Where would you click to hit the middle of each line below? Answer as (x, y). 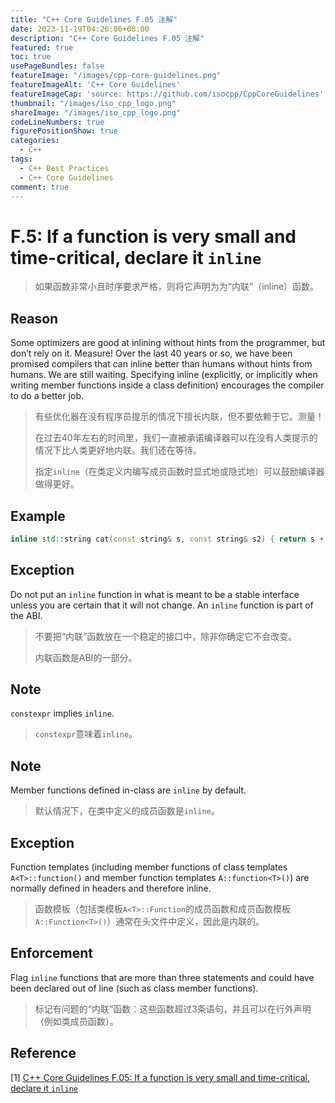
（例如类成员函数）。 (76, 1021)
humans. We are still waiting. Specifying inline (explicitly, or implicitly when (164, 375)
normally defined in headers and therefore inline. (111, 888)
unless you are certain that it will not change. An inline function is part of (162, 605)
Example (38, 516)
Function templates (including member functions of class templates (149, 867)
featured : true (42, 47)
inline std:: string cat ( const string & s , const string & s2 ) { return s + (167, 539)
